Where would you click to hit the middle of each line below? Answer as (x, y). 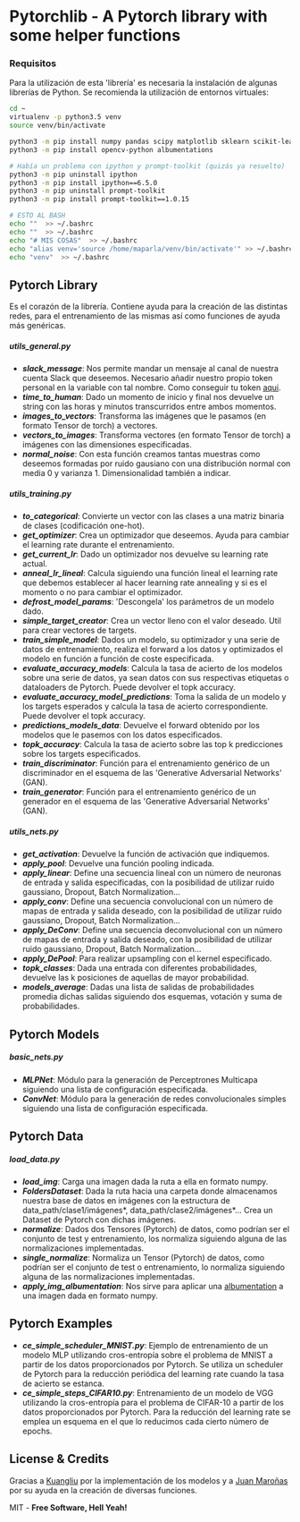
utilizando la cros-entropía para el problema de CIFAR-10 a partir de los (153, 1402)
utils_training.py (40, 493)
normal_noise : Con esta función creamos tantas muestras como (141, 455)
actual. (34, 564)
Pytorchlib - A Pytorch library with (138, 17)
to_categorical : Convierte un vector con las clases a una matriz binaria (153, 516)
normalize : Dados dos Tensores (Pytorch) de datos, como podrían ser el (156, 1229)
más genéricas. (37, 326)
